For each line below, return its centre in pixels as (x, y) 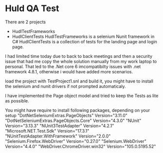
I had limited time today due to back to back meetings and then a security (79, 56)
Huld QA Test (32, 8)
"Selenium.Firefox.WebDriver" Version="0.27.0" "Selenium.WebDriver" (76, 141)
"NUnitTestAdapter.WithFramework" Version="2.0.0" (58, 136)
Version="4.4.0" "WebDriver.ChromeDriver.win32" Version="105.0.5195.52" (81, 146)
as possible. (17, 101)
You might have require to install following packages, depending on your (77, 110)
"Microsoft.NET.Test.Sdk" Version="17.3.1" (47, 131)
